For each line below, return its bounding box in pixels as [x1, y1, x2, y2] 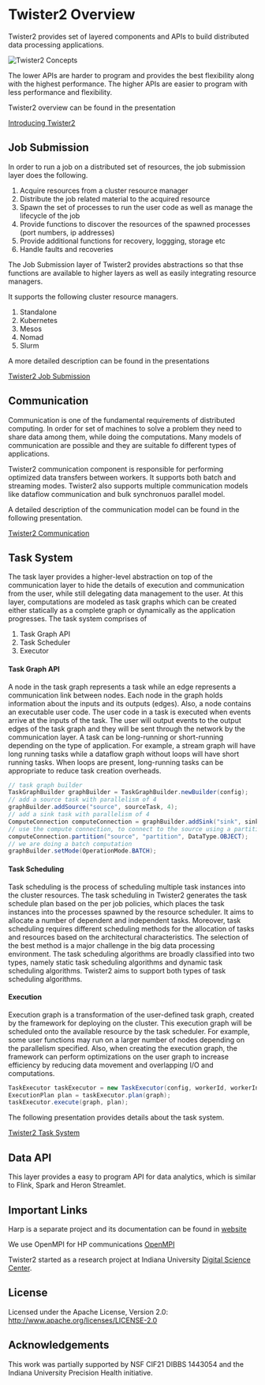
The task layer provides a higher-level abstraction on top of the [8, 572, 213, 581]
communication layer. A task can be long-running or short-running [8, 732, 224, 742]
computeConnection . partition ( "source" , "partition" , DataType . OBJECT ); [8, 832, 248, 841]
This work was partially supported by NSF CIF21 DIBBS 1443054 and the [8, 1359, 244, 1368]
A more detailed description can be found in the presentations [8, 356, 210, 365]
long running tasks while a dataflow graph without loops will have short [8, 749, 240, 758]
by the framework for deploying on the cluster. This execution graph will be [8, 1018, 252, 1028]
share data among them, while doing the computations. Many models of [8, 432, 242, 442]
